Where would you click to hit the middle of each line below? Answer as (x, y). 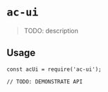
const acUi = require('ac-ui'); (54, 69)
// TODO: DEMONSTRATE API (44, 81)
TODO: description (51, 30)
